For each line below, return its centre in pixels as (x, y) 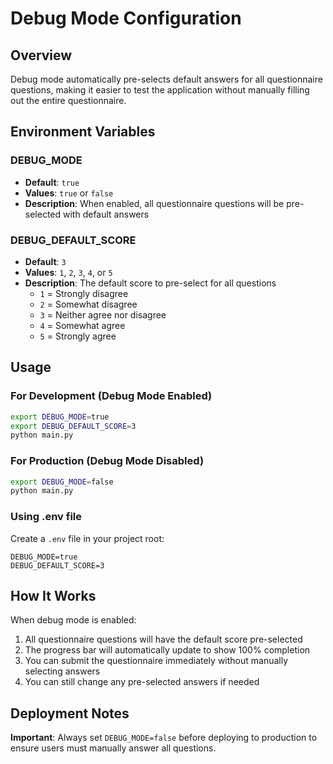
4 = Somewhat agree (82, 325)
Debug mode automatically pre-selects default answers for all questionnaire (166, 79)
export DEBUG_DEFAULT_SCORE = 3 (73, 426)
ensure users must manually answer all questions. (113, 748)
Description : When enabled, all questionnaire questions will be (154, 203)
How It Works (53, 596)
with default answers (106, 214)
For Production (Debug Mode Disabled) (107, 461)
